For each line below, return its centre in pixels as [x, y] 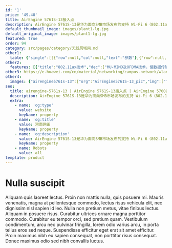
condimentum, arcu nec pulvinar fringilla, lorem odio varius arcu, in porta [82, 224]
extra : [17, 100]
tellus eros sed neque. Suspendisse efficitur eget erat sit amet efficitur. [80, 230]
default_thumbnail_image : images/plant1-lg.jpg [57, 29]
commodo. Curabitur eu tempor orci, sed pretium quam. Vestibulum [77, 219]
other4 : [14, 77]
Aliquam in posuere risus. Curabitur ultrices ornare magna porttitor [76, 214]
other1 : [14, 53]
